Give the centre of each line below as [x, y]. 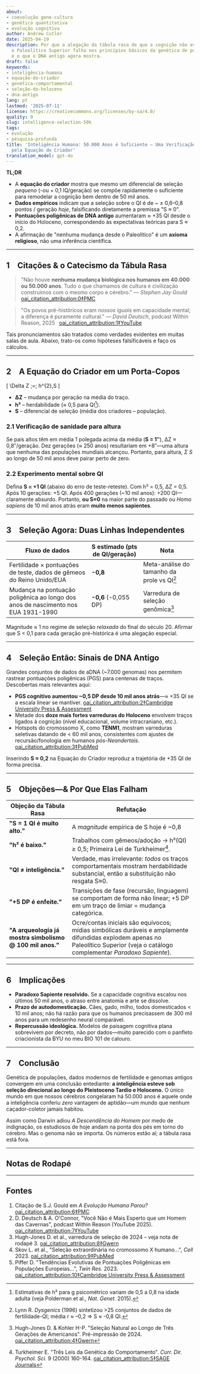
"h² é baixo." [28, 845]
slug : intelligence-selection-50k [49, 123]
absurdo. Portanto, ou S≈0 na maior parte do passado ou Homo [113, 499]
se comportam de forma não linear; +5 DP [130, 898]
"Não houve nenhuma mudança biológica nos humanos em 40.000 [105, 280]
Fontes [19, 1191]
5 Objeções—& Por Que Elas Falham [77, 789]
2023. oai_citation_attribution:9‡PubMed [64, 1256]
